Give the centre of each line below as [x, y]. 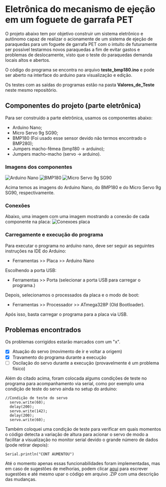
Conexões [18, 206]
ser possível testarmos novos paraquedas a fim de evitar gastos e [73, 49]
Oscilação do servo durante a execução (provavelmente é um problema [85, 363]
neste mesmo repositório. [31, 90]
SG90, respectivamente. [30, 193]
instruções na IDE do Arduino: [36, 251]
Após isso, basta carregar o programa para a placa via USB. [67, 314]
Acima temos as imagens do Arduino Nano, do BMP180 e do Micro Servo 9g [83, 188]
